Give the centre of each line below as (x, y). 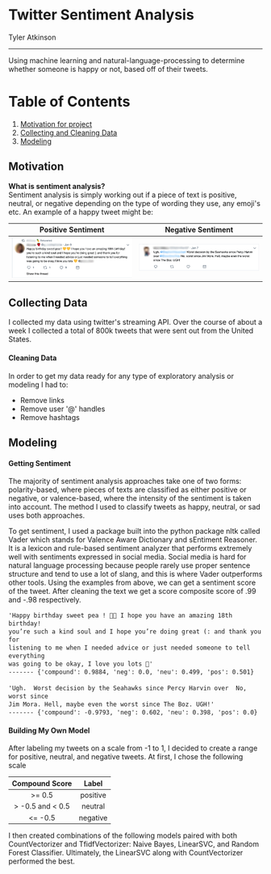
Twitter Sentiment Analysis (102, 15)
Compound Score (42, 783)
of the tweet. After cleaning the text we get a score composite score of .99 (132, 591)
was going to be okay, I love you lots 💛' (81, 664)
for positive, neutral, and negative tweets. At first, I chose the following (126, 757)
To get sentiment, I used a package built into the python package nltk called (134, 532)
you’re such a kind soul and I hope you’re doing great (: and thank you (135, 632)
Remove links (42, 400)
